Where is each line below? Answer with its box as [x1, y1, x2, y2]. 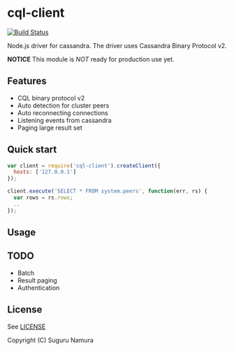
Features [7, 75, 47, 87]
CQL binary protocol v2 [17, 94, 85, 102]
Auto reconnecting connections [17, 108, 108, 117]
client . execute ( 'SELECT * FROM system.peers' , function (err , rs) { [7, 188, 208, 195]
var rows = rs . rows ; [13, 194, 73, 202]
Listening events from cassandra [17, 116, 112, 124]
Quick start [7, 144, 57, 156]
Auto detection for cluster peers [17, 101, 110, 110]
